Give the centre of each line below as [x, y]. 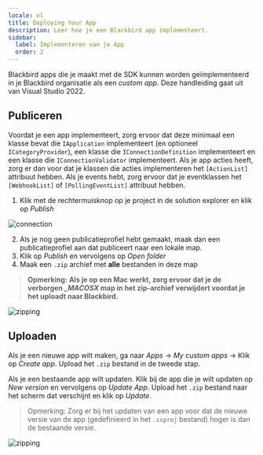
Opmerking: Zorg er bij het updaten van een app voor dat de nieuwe [137, 411]
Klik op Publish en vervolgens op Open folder [93, 256]
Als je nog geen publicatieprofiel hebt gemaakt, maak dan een [120, 239]
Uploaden [33, 337]
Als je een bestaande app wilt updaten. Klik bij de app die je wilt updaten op [131, 379]
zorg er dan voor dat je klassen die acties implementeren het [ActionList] [128, 168]
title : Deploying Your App [52, 23]
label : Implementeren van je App [70, 45]
